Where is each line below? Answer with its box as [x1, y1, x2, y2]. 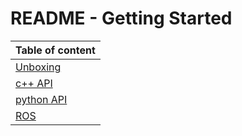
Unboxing [15, 60, 62, 74]
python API [15, 92, 68, 106]
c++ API [15, 76, 53, 90]
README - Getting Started [10, 7, 233, 30]
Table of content [15, 43, 96, 57]
